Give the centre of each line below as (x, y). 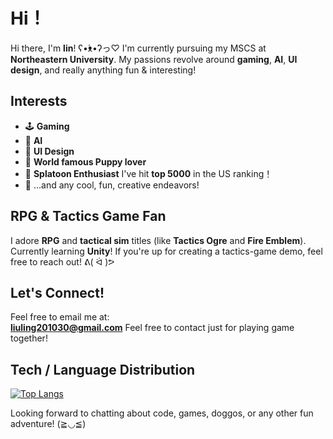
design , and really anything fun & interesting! (103, 70)
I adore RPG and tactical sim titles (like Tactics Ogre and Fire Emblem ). (158, 240)
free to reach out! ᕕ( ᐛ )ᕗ (62, 261)
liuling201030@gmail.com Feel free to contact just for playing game (152, 328)
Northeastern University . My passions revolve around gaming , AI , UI (154, 59)
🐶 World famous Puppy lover (85, 161)
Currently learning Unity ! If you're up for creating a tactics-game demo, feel (166, 251)
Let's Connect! (57, 292)
